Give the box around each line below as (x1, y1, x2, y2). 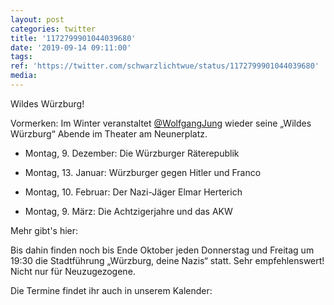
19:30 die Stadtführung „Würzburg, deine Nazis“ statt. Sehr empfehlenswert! (10, 254, 325, 266)
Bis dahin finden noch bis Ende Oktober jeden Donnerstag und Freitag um (10, 244, 315, 256)
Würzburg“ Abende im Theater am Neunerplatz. (10, 127, 208, 140)
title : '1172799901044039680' (10, 33, 137, 43)
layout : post (10, 14, 65, 25)
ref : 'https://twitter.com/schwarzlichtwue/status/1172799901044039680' (10, 61, 320, 71)
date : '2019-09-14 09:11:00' (10, 42, 132, 53)
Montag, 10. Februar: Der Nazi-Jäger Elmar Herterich (24, 186, 243, 198)
